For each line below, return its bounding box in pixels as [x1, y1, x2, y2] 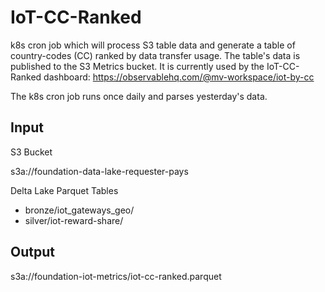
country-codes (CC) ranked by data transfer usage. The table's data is [10, 49, 301, 61]
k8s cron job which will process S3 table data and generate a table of [10, 39, 296, 51]
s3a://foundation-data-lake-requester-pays [10, 165, 189, 177]
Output [10, 244, 55, 261]
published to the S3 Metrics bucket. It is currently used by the [10, 60, 265, 72]
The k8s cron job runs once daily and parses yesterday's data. [10, 90, 268, 102]
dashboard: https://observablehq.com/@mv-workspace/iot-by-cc [43, 71, 315, 83]
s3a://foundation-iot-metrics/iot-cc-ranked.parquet [10, 270, 222, 282]
